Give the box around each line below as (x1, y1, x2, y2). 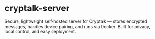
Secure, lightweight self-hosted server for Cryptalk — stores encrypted (4, 19, 147, 24)
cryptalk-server (4, 3, 70, 14)
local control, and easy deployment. (4, 29, 76, 34)
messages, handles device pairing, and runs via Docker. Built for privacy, (4, 23, 151, 29)
